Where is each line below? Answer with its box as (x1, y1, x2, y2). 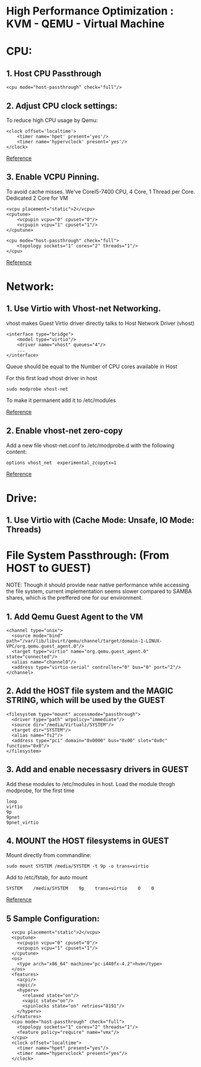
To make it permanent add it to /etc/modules (6, 396, 116, 404)
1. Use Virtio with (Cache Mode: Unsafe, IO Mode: (6, 515, 195, 526)
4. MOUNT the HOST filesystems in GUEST (6, 835, 169, 846)
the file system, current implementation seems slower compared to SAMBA (6, 588, 192, 595)
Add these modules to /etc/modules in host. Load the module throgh (6, 780, 175, 787)
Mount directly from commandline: (6, 852, 92, 859)
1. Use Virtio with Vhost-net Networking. (6, 304, 161, 314)
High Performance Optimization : (6, 4, 174, 18)
